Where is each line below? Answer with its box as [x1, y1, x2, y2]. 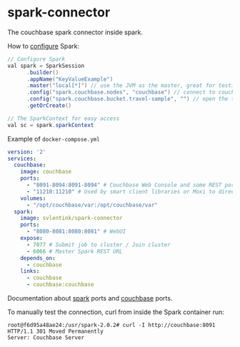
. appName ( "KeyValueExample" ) [26, 76, 114, 83]
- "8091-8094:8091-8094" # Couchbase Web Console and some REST [26, 181, 222, 189]
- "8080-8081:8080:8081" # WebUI [26, 228, 126, 236]
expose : [20, 235, 43, 242]
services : [7, 155, 37, 162]
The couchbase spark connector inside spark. [7, 28, 143, 36]
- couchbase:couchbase [26, 281, 94, 288]
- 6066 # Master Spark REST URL [26, 248, 123, 255]
